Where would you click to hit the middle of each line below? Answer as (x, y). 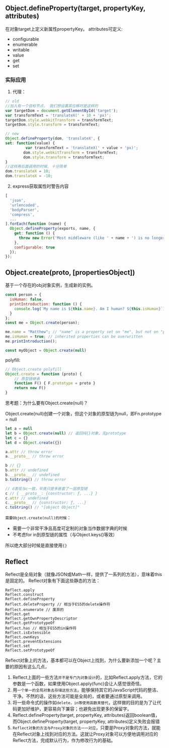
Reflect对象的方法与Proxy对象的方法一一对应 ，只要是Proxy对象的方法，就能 (87, 727)
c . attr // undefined (27, 498)
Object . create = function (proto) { (44, 374)
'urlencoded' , (24, 205)
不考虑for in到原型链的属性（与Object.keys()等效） (65, 535)
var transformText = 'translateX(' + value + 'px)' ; (82, 148)
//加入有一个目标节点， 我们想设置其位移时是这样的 (52, 106)
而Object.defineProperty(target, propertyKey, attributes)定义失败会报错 (86, 721)
